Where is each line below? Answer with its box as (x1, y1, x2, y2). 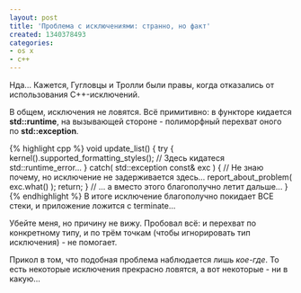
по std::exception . (9, 126, 79, 136)
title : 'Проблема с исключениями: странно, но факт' (9, 22, 211, 31)
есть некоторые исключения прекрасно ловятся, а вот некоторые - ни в (9, 264, 288, 274)
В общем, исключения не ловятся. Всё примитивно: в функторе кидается (9, 107, 292, 117)
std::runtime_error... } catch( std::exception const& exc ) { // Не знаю (9, 163, 264, 173)
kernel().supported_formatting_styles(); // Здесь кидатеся (9, 153, 225, 163)
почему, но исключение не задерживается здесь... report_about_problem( (9, 172, 292, 182)
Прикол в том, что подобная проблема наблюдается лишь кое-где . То (9, 254, 280, 265)
